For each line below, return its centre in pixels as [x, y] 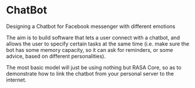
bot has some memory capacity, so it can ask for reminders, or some [90, 50]
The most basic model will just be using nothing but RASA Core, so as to [94, 67]
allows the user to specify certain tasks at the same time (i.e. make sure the [98, 44]
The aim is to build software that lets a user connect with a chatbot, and [93, 37]
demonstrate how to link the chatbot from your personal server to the [90, 73]
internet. [16, 80]
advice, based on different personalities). [56, 56]
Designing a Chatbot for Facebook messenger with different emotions [91, 26]
